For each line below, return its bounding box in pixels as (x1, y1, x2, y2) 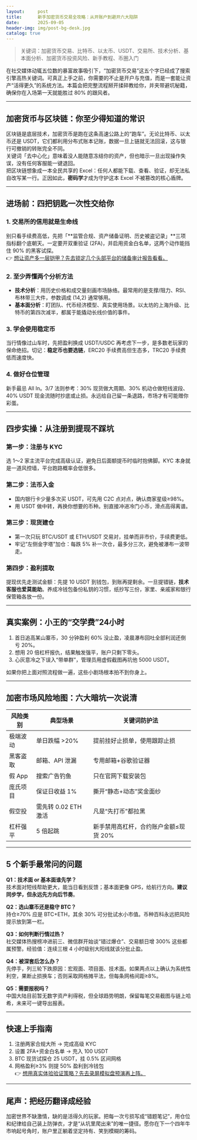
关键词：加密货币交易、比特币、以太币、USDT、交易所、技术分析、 (20, 48, 184, 55)
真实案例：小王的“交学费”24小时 (6, 618, 125, 628)
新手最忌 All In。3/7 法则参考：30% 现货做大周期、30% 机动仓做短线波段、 (6, 384, 189, 391)
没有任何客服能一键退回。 (16, 159, 78, 166)
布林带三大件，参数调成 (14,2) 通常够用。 (14, 294, 114, 301)
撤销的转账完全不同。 (16, 145, 68, 152)
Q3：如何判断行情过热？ (6, 930, 65, 937)
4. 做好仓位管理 (6, 370, 50, 378)
